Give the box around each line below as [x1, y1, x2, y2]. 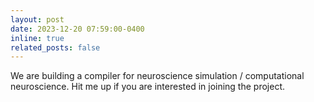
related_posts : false [10, 42, 101, 53]
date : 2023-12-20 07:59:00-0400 [10, 24, 145, 34]
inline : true [10, 33, 65, 43]
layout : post [10, 14, 65, 25]
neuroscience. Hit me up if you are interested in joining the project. [10, 81, 285, 93]
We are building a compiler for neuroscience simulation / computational [10, 70, 305, 82]
